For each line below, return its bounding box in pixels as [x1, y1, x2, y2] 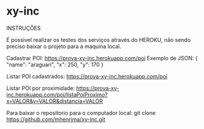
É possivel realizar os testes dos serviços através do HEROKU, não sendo [6, 36, 191, 43]
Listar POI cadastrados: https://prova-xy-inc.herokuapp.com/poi [6, 72, 167, 80]
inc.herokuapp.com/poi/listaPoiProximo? [6, 91, 108, 98]
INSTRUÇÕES [6, 24, 41, 32]
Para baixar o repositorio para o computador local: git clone [6, 109, 156, 116]
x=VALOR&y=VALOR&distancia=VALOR [6, 97, 104, 105]
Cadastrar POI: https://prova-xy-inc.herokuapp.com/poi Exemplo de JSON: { [6, 54, 198, 61]
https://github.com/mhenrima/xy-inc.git [6, 116, 105, 123]
